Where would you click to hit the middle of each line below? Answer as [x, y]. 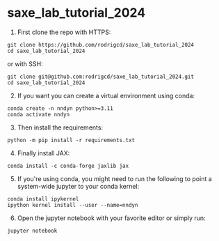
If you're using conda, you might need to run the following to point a [114, 178]
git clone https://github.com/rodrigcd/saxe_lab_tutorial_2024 [101, 45]
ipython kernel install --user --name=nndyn [73, 205]
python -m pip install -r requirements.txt [71, 140]
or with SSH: [25, 63]
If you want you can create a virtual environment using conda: [106, 95]
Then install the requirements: [60, 127]
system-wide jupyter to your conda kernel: [78, 186]
